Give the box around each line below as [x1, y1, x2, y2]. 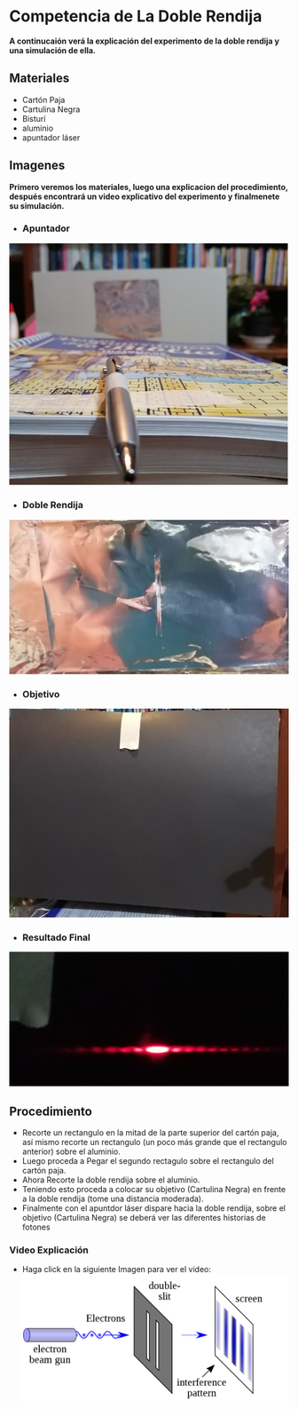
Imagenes [9, 158, 66, 173]
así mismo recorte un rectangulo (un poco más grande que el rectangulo [21, 1137, 287, 1148]
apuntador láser [21, 131, 81, 143]
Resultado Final [21, 931, 91, 943]
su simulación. [9, 200, 65, 211]
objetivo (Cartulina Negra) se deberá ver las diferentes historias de [21, 1213, 266, 1223]
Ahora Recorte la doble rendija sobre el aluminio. [21, 1174, 200, 1185]
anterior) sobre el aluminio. [21, 1146, 122, 1157]
